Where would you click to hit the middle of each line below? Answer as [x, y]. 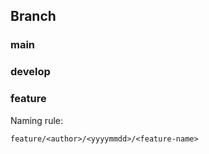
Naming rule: [36, 120]
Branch [33, 16]
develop [30, 72]
